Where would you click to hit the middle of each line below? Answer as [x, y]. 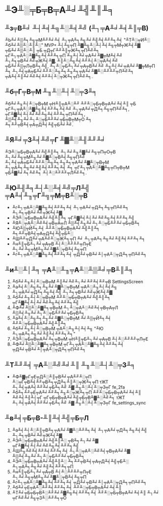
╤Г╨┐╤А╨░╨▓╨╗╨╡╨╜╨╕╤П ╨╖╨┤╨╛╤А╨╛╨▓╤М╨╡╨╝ [64, 55]
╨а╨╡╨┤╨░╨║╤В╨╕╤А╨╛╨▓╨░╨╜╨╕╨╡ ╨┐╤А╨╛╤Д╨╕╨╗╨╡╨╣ [80, 430]
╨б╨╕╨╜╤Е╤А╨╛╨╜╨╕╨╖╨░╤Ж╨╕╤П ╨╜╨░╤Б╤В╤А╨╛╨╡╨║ [77, 393]
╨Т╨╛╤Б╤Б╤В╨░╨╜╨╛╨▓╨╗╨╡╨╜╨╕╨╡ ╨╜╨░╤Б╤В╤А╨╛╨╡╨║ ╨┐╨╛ [86, 492]
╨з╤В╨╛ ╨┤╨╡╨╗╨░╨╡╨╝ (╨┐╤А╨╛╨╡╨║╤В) [77, 28]
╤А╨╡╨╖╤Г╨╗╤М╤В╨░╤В [46, 196]
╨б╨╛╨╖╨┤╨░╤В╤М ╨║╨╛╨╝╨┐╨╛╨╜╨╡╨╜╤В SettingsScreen [78, 282]
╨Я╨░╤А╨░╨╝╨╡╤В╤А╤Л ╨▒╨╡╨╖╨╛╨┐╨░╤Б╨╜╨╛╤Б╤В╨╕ [76, 223]
